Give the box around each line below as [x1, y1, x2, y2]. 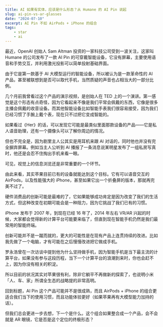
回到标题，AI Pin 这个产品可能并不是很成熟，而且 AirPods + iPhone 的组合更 [5, 288, 157, 293]
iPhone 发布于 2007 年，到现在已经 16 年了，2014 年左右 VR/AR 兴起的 [5, 210, 147, 216]
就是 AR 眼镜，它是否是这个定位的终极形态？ [5, 316, 94, 322]
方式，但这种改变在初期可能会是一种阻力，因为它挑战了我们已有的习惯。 [5, 200, 149, 205]
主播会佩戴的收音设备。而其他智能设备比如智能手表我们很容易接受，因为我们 [5, 105, 158, 111]
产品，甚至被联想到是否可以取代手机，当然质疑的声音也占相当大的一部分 [5, 76, 149, 83]
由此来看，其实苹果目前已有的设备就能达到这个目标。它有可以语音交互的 [5, 171, 149, 177]
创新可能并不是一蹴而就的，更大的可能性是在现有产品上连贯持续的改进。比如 [5, 232, 158, 238]
